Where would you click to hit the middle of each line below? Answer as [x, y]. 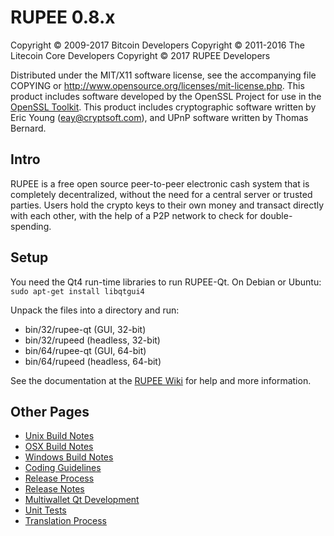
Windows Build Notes [69, 457]
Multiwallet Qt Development [82, 500]
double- [276, 215]
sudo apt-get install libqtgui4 [77, 291]
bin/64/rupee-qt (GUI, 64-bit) [85, 350]
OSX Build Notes [59, 447]
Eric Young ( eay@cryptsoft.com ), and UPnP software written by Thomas [159, 117]
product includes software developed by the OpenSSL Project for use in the [166, 96]
